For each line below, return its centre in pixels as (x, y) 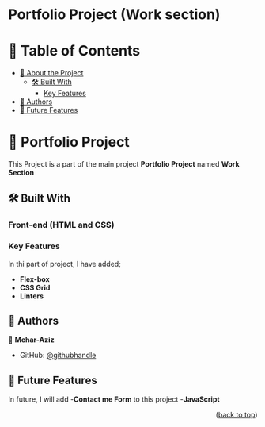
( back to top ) (237, 415)
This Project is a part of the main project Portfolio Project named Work (124, 164)
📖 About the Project (51, 73)
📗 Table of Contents (74, 51)
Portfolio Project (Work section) (114, 15)
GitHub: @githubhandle (58, 356)
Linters (32, 296)
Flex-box (34, 279)
